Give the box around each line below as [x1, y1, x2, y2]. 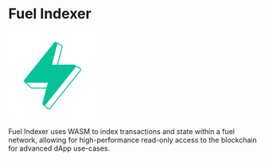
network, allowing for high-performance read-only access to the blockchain [8, 135, 257, 144]
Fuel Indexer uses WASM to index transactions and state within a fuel [8, 126, 235, 136]
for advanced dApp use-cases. [8, 144, 111, 153]
